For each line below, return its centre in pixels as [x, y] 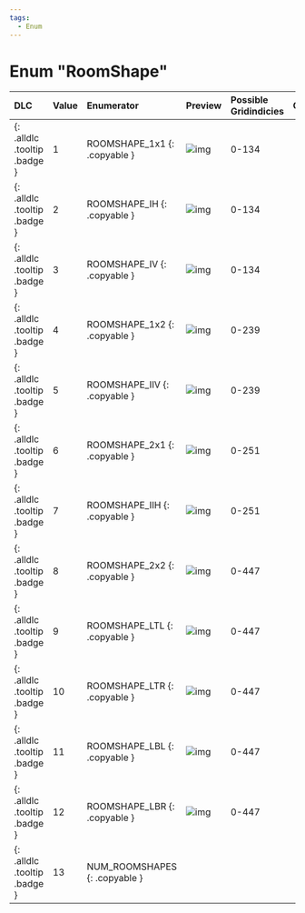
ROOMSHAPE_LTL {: [130, 626]
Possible [249, 100]
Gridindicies [257, 112]
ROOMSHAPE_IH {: [127, 204]
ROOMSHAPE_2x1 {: [131, 445]
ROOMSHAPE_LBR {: [131, 807]
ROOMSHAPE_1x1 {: [131, 144]
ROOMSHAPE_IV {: [127, 265]
